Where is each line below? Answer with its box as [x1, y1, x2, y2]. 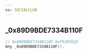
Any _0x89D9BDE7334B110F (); [5, 44, 65, 49]
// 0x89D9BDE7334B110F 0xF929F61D [5, 39, 78, 44]
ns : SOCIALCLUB [5, 7, 37, 13]
